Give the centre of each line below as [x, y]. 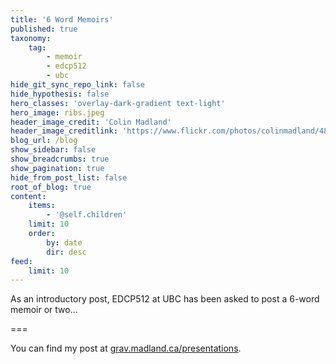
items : [42, 206]
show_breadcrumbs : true [60, 159]
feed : [21, 261]
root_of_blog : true [51, 187]
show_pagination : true [57, 168]
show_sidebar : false [53, 150]
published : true [44, 29]
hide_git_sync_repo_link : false [77, 85]
